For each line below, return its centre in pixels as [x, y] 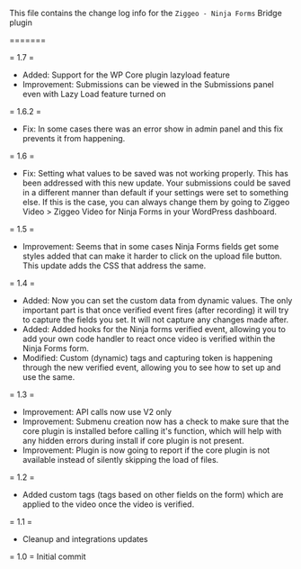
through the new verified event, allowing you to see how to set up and [151, 367]
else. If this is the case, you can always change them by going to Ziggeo [156, 202]
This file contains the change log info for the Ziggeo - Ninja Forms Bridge [146, 13]
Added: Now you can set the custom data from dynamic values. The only [157, 300]
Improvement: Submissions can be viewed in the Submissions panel [148, 84]
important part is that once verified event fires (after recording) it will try [155, 310]
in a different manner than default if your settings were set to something [155, 192]
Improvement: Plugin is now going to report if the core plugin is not [146, 450]
